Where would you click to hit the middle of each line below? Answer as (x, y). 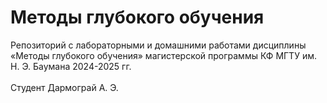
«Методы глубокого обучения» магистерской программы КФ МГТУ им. (163, 55)
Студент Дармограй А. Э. (64, 87)
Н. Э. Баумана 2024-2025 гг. (71, 66)
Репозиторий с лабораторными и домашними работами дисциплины (158, 45)
